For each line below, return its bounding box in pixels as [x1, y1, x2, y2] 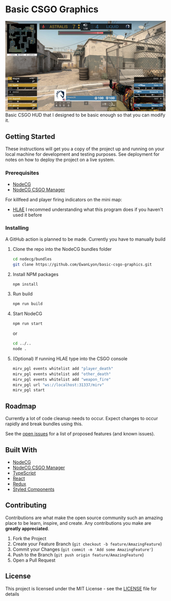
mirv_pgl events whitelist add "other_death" [12, 372, 111, 377]
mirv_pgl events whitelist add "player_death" [12, 366, 113, 371]
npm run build [12, 302, 43, 307]
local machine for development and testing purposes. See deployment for [5, 151, 160, 157]
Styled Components [12, 486, 55, 492]
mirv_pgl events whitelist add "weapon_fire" [12, 377, 111, 382]
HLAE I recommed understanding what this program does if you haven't [12, 206, 163, 213]
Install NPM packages [12, 271, 59, 277]
